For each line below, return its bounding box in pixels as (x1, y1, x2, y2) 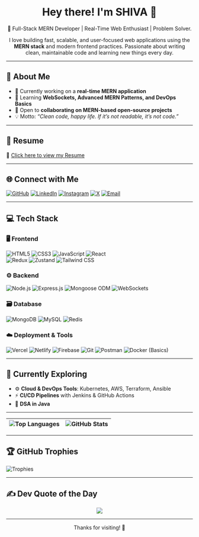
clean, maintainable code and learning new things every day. (25, 49, 174, 56)
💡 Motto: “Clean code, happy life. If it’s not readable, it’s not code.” (14, 113, 179, 120)
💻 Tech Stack (6, 213, 59, 223)
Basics (14, 100, 32, 107)
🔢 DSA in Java (14, 400, 50, 407)
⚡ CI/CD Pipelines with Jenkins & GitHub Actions (14, 391, 134, 399)
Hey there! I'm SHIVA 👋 (42, 5, 157, 19)
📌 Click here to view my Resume (6, 151, 85, 159)
